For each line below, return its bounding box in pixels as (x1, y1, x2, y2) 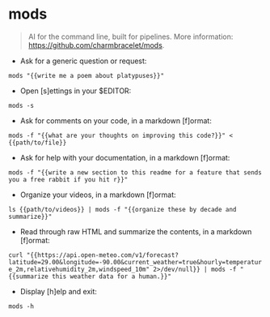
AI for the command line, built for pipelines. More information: (27, 32, 234, 41)
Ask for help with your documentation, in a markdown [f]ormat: (19, 152, 230, 162)
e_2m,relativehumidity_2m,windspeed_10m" (8, 265, 150, 273)
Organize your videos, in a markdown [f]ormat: (19, 190, 176, 199)
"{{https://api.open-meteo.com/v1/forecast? (26, 251, 179, 259)
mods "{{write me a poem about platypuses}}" (8, 71, 164, 79)
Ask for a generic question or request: (19, 56, 147, 66)
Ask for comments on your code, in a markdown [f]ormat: (19, 115, 212, 126)
